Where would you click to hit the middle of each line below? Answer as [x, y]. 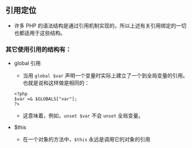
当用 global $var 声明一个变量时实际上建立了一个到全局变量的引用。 [105, 76]
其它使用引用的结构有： [38, 50]
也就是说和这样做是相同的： [56, 83]
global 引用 [28, 64]
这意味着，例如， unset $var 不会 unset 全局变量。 [83, 116]
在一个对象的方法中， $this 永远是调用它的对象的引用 [86, 139]
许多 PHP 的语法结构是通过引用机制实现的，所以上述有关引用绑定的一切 [100, 26]
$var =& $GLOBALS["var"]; [45, 99]
